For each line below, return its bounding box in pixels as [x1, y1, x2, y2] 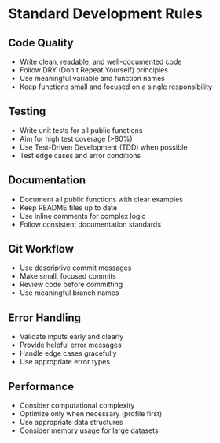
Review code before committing [19, 280, 123, 290]
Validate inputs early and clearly [19, 332, 124, 341]
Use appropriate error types [19, 357, 111, 367]
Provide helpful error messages [19, 340, 122, 350]
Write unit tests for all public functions [19, 125, 143, 135]
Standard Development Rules [8, 5, 203, 23]
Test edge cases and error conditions [19, 150, 141, 160]
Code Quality [8, 36, 74, 50]
